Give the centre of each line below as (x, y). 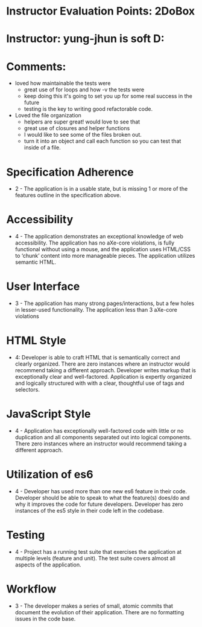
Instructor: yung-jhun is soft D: (85, 39)
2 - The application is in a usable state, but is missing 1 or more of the (101, 189)
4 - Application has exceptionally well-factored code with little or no (99, 431)
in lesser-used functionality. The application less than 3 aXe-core (96, 310)
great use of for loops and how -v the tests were (84, 90)
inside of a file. (43, 148)
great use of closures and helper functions (77, 128)
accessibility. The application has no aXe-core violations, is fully (95, 243)
